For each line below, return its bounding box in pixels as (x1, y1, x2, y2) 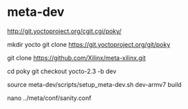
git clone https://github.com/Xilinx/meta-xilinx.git (7, 53, 146, 62)
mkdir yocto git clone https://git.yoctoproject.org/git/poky (7, 40, 171, 48)
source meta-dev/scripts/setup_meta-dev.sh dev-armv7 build (7, 80, 182, 88)
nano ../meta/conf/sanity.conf (7, 94, 92, 102)
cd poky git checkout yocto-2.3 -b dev (7, 67, 117, 75)
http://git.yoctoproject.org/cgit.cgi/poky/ (7, 27, 122, 35)
